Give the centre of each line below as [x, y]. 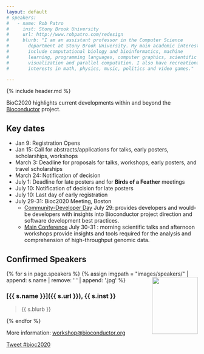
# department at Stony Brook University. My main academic [90, 46]
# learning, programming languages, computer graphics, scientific [102, 57]
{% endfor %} [24, 321]
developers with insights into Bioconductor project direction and [112, 214]
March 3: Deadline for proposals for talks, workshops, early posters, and [106, 162]
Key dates [26, 128]
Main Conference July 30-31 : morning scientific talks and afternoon [110, 227]
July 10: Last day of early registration [61, 195]
